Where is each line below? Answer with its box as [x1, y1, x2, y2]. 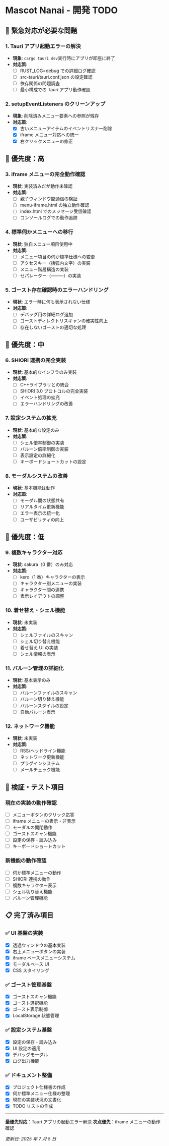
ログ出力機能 [12, 1058, 39, 1064]
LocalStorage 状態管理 [12, 1012, 59, 1019]
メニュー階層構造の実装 [20, 266, 69, 272]
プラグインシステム [20, 760, 60, 767]
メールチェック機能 [20, 767, 60, 773]
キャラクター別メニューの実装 [20, 581, 82, 587]
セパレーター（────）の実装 [20, 273, 81, 279]
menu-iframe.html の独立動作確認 [20, 202, 90, 208]
